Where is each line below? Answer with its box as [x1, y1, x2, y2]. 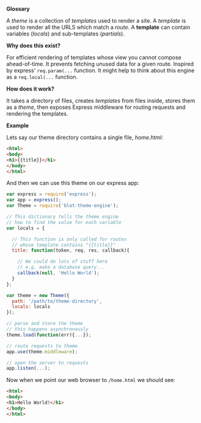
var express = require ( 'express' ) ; [6, 191, 97, 198]
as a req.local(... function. [6, 73, 78, 80]
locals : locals [12, 304, 51, 310]
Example [6, 122, 29, 129]
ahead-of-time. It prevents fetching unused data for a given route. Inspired [6, 61, 194, 67]
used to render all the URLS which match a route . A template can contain [6, 24, 191, 31]
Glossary [6, 6, 31, 12]
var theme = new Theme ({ [6, 292, 70, 299]
